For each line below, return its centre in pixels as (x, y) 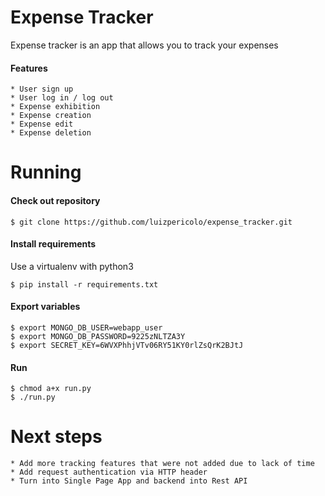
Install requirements (53, 244)
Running (46, 172)
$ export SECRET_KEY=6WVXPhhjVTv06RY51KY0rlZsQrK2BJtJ (127, 345)
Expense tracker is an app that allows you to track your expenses (144, 45)
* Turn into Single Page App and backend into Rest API (129, 481)
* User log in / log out (62, 98)
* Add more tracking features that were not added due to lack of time (162, 464)
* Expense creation (51, 116)
